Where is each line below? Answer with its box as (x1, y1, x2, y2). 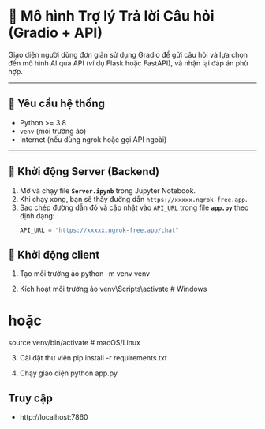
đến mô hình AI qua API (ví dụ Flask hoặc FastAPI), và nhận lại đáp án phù (8, 58, 248, 68)
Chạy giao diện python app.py (19, 368, 118, 378)
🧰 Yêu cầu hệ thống (8, 97, 105, 110)
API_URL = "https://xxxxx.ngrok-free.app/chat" (19, 226, 179, 234)
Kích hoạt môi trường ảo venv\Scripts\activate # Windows (19, 284, 207, 294)
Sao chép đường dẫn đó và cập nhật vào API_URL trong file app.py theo (19, 203, 249, 212)
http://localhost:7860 (19, 412, 88, 421)
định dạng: (19, 211, 55, 220)
